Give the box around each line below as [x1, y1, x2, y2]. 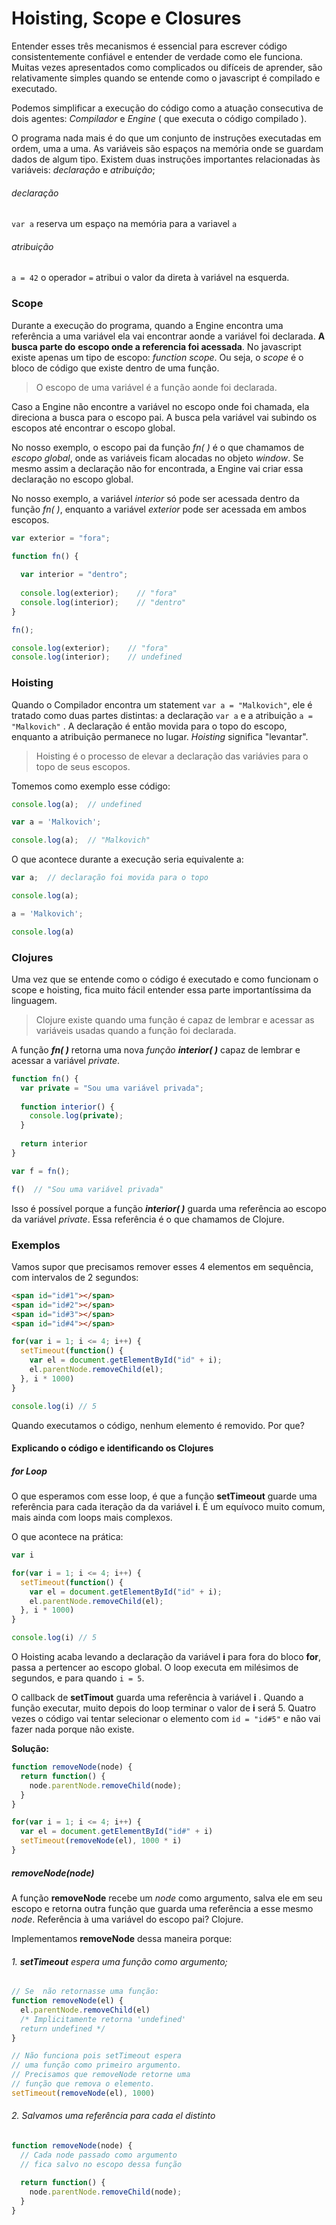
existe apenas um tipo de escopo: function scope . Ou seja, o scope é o [11, 351, 304, 363]
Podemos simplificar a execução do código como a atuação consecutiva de [11, 102, 324, 114]
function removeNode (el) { [11, 1996, 124, 2006]
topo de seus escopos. [35, 760, 131, 772]
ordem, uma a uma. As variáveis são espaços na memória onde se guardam [11, 142, 324, 154]
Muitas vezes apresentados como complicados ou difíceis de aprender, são [11, 61, 323, 73]
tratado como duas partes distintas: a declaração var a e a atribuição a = [11, 709, 313, 721]
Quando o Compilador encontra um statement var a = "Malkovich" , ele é [11, 698, 313, 711]
